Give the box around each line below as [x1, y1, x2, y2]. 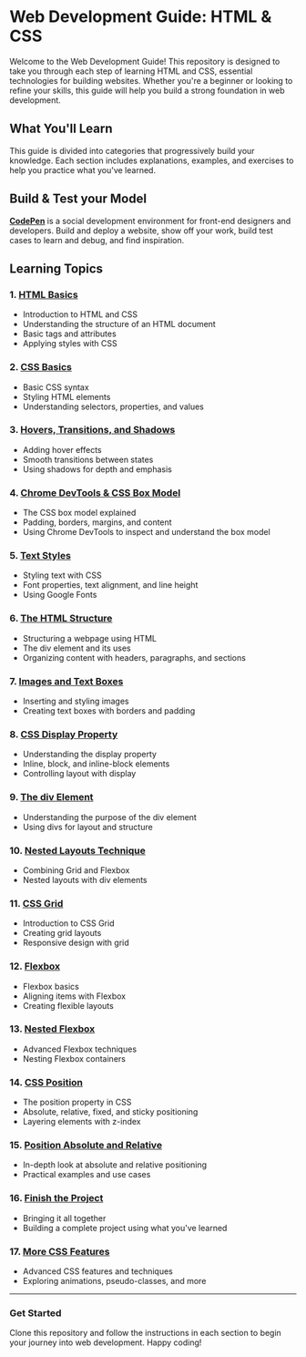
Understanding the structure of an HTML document [22, 319, 216, 330]
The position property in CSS [22, 1096, 132, 1108]
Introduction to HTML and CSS [22, 309, 138, 320]
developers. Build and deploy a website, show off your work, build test [9, 225, 273, 236]
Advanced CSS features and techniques [22, 1266, 173, 1277]
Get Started [9, 1306, 62, 1319]
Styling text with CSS [22, 570, 102, 581]
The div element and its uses [22, 643, 131, 653]
